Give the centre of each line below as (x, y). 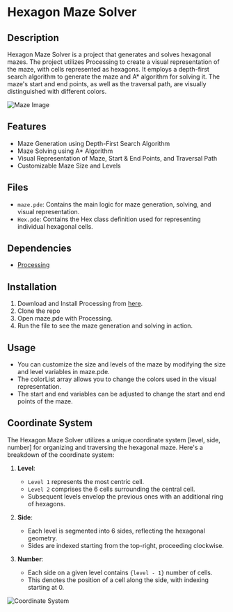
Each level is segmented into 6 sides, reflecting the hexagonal (116, 531)
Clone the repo (39, 311)
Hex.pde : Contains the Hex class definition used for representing (109, 219)
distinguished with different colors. (57, 91)
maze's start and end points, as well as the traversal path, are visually (107, 84)
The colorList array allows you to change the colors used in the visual (117, 379)
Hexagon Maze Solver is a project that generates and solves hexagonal (109, 54)
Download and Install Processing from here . (80, 304)
